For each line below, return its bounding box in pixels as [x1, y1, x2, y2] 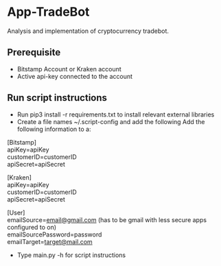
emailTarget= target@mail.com [7, 237, 93, 245]
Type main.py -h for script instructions [16, 251, 126, 259]
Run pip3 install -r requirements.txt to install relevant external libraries [16, 110, 215, 119]
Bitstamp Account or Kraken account [16, 64, 121, 73]
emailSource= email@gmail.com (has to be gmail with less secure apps [7, 215, 207, 223]
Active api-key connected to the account [16, 72, 132, 80]
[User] [7, 208, 25, 217]
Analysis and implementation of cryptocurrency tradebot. [7, 27, 170, 35]
